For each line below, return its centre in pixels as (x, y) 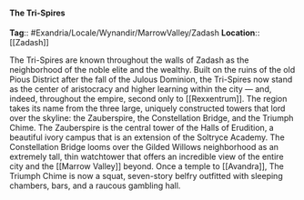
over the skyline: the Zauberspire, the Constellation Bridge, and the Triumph (152, 118)
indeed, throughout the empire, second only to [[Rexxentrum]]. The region (148, 99)
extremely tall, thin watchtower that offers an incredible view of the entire (147, 157)
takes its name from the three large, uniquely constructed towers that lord (147, 108)
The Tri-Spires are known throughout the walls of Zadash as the (129, 60)
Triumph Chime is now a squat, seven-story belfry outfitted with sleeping (147, 176)
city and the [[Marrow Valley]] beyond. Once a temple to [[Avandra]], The (147, 166)
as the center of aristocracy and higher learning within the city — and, (141, 89)
